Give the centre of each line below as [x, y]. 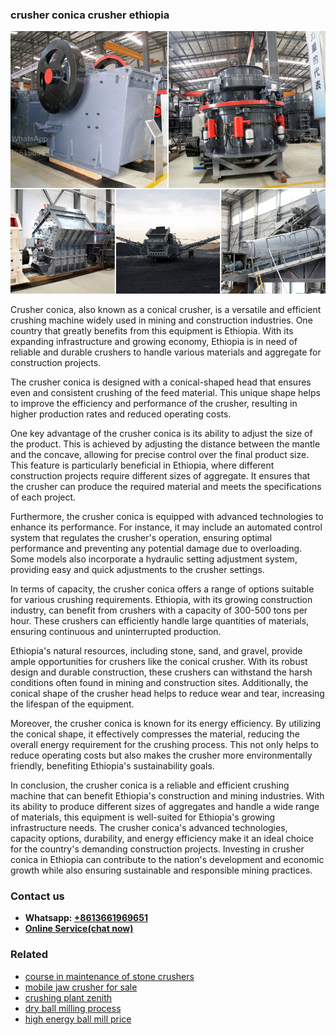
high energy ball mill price [78, 1019]
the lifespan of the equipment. [72, 704]
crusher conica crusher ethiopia [90, 15]
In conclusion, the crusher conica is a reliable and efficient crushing [150, 785]
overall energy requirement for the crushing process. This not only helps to [164, 744]
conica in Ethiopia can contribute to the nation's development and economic [167, 859]
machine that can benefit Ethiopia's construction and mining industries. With [167, 795]
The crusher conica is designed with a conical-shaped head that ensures [161, 382]
